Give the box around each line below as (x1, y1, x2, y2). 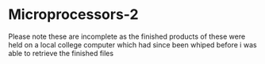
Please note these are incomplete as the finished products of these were (8, 32, 246, 41)
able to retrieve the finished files (8, 48, 113, 58)
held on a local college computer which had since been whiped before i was (8, 40, 257, 49)
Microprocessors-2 (8, 6, 139, 24)
